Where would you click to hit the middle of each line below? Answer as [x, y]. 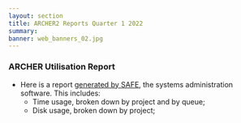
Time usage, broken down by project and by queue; [118, 101]
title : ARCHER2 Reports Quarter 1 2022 [76, 23]
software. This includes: [60, 93]
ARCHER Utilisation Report [62, 67]
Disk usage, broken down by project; [94, 110]
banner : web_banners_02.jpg [56, 38]
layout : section [36, 16]
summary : [23, 31]
